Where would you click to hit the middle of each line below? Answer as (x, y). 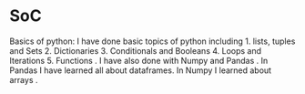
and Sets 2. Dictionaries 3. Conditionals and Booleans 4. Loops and (136, 50)
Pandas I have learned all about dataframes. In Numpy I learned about (140, 70)
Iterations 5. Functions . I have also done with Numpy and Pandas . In (139, 60)
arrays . (24, 79)
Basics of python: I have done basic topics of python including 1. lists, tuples (152, 41)
